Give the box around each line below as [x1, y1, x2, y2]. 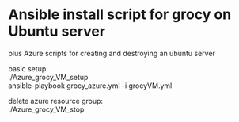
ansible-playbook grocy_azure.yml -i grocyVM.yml [8, 81, 173, 90]
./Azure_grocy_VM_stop [8, 105, 85, 114]
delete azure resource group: [8, 96, 104, 105]
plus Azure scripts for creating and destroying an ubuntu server [8, 48, 216, 58]
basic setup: [8, 63, 49, 73]
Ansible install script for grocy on [8, 6, 232, 24]
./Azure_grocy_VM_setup [8, 72, 89, 82]
